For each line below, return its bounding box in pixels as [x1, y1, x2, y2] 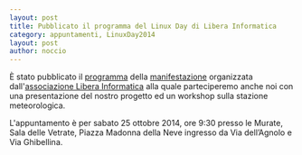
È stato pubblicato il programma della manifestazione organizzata [9, 71, 253, 82]
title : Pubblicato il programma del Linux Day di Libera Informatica [9, 22, 278, 31]
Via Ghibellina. [9, 137, 63, 148]
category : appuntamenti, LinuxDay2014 [9, 30, 156, 39]
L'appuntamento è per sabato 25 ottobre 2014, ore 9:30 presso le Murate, [9, 118, 283, 129]
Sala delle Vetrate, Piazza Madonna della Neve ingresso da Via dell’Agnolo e [9, 127, 292, 138]
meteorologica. [9, 100, 66, 111]
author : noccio [9, 47, 67, 56]
